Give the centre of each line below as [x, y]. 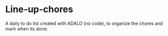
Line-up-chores [39, 9]
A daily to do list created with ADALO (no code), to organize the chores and [84, 23]
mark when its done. [27, 28]
